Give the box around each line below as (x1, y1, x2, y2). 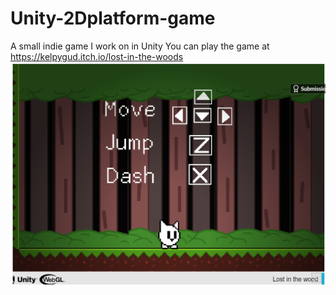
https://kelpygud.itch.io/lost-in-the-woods (10, 50, 184, 62)
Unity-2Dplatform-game (10, 7, 216, 30)
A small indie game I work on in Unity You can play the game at (10, 40, 270, 52)
